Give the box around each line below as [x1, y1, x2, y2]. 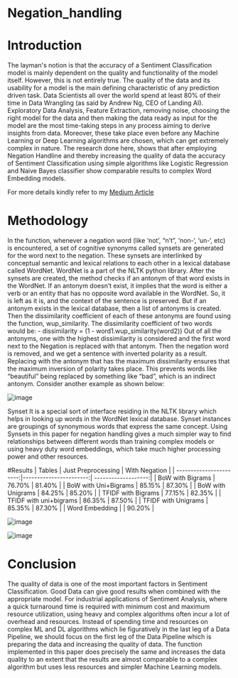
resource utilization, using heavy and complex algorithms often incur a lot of [7, 610, 230, 618]
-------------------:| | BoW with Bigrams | [94, 474, 215, 482]
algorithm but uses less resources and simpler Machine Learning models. [7, 662, 222, 671]
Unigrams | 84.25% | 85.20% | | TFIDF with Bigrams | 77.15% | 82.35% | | [7, 488, 222, 498]
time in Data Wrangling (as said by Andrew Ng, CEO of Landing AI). [7, 99, 204, 107]
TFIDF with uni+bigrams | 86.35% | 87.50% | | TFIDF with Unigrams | [7, 496, 208, 505]
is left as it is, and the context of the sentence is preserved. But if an [7, 297, 207, 305]
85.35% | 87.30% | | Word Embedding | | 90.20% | [7, 504, 155, 513]
